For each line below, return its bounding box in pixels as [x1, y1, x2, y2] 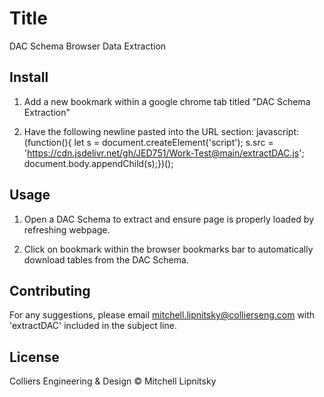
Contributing [9, 282, 91, 299]
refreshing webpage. [23, 223, 111, 236]
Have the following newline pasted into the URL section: [23, 125, 255, 137]
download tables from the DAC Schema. [23, 253, 189, 266]
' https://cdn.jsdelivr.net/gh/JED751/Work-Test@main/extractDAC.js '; [23, 147, 305, 159]
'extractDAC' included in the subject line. [9, 320, 177, 332]
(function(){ [23, 136, 72, 148]
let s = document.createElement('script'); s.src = [73, 136, 274, 148]
